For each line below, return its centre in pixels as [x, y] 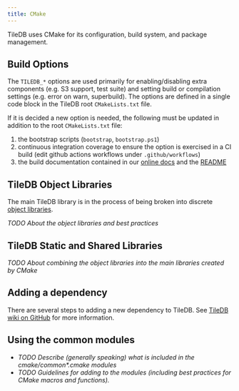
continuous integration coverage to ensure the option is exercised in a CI [124, 147]
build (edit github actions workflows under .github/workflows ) [109, 155]
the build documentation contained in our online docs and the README [122, 162]
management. [28, 42]
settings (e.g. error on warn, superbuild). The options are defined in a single [119, 96]
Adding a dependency [57, 293]
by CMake [22, 270]
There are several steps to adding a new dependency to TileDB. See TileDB [118, 310]
